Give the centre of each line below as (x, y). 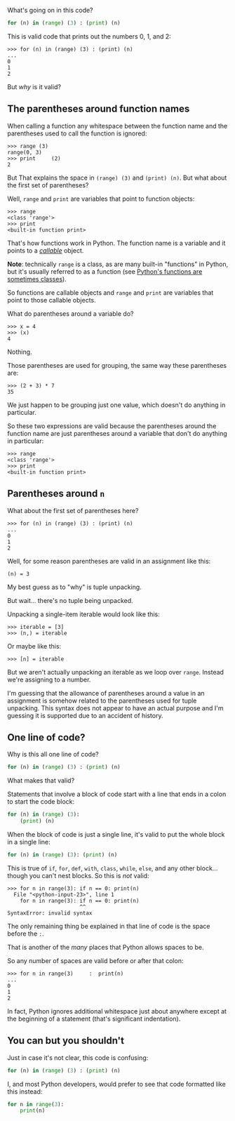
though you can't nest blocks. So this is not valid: (78, 875)
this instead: (25, 1092)
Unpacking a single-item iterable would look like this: (83, 614)
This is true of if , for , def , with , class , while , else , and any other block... (113, 868)
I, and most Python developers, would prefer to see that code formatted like (116, 1084)
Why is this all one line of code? (53, 755)
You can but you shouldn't (66, 1041)
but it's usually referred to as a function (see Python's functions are (105, 271)
